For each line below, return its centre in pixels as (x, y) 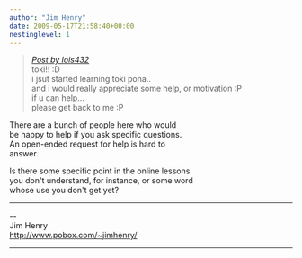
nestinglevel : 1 (40, 34)
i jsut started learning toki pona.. (91, 79)
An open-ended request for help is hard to (88, 144)
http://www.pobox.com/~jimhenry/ (73, 236)
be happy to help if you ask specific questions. (96, 135)
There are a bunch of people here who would (93, 125)
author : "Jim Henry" (48, 18)
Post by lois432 (60, 60)
